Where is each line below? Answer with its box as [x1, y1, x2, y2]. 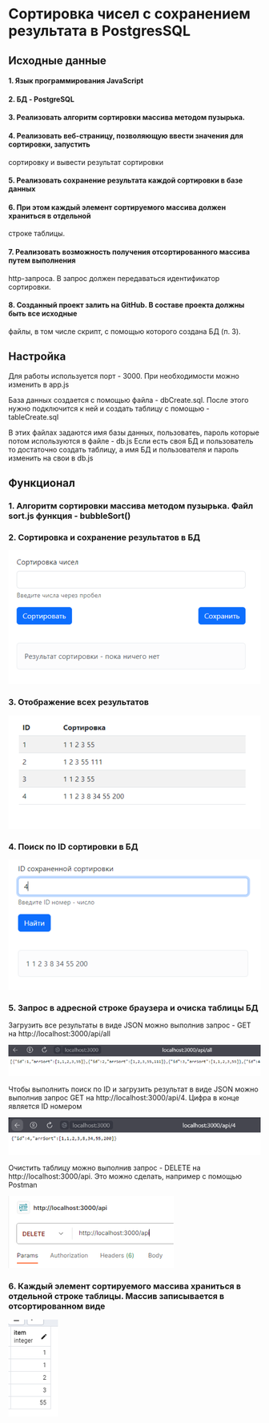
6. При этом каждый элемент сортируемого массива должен [8, 202, 227, 212]
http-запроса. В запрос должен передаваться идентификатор [8, 273, 220, 283]
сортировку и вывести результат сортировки [8, 157, 164, 167]
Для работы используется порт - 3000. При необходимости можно [8, 371, 240, 380]
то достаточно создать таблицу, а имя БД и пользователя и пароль [8, 444, 239, 454]
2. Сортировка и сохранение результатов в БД [8, 532, 201, 543]
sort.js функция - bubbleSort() [8, 510, 131, 521]
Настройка [8, 350, 66, 364]
